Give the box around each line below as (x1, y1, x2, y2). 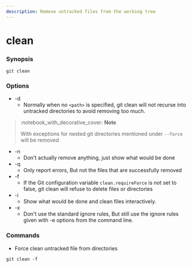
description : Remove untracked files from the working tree (6, 8, 156, 15)
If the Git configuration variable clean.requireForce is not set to (23, 179, 177, 186)
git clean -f (6, 256, 38, 262)
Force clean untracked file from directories (14, 244, 118, 252)
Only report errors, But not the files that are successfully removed (23, 167, 183, 174)
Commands (6, 232, 40, 240)
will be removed (20, 136, 59, 144)
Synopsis (6, 55, 33, 63)
